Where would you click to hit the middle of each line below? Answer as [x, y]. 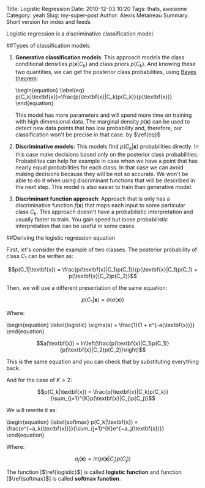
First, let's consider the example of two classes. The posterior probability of [102, 250]
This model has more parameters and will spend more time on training [103, 115]
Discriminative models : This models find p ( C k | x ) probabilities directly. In [107, 147]
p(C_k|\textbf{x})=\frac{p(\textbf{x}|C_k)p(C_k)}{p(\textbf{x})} [94, 97]
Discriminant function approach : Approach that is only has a [92, 199]
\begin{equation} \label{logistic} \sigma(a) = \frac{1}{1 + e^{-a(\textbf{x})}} [101, 325]
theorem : [27, 78]
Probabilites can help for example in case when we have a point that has [106, 161]
